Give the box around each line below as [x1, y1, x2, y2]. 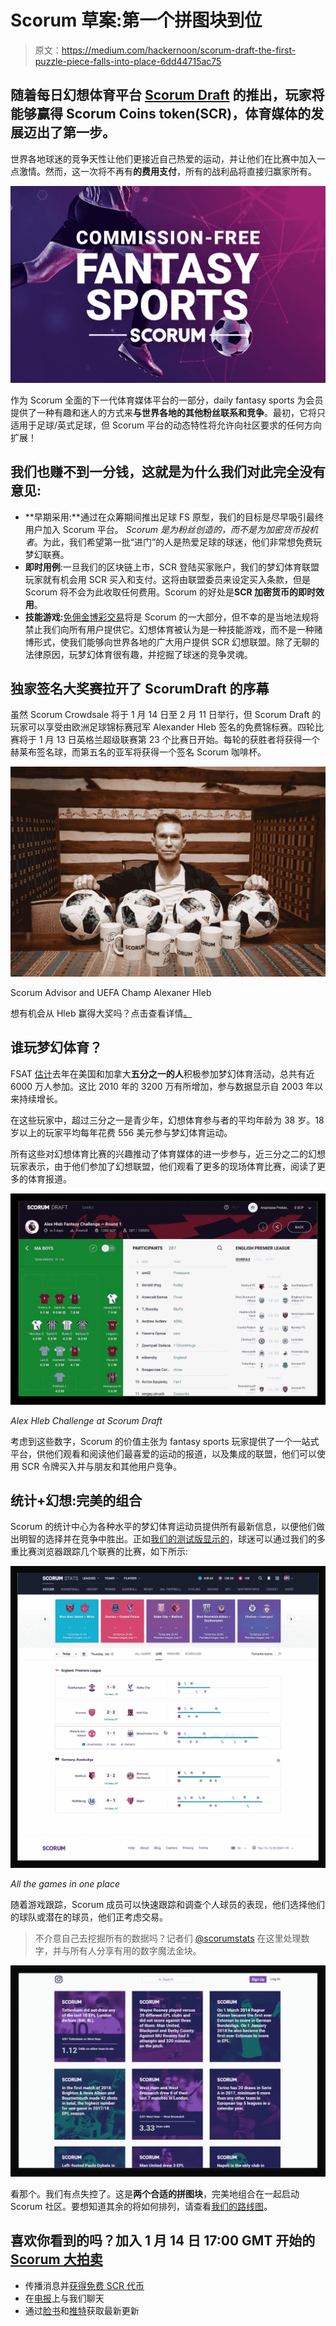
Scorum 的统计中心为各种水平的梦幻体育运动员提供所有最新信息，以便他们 [10, 1521, 317, 1533]
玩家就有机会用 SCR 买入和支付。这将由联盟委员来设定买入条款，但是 [24, 573, 311, 585]
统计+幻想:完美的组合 [10, 1492, 143, 1509]
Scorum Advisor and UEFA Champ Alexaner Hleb [10, 987, 212, 999]
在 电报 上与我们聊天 [24, 2292, 105, 2304]
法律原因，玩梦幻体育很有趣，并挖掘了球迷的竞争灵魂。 [24, 648, 253, 660]
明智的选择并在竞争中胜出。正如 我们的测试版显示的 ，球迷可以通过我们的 [18, 1533, 317, 1545]
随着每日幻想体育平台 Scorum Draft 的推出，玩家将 [10, 87, 325, 104]
